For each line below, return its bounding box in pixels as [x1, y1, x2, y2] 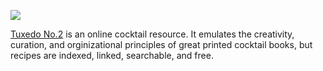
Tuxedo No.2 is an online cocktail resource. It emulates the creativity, [10, 28, 295, 40]
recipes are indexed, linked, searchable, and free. [10, 50, 214, 61]
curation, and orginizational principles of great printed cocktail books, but [10, 39, 313, 50]
